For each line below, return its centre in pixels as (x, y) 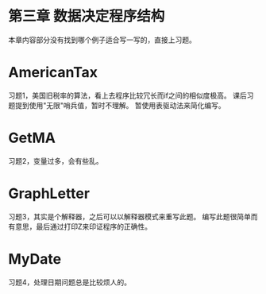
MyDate (35, 259)
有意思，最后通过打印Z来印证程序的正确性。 (80, 226)
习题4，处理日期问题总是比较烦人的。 (70, 282)
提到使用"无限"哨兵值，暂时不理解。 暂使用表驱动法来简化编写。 (120, 105)
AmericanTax (53, 73)
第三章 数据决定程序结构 (87, 16)
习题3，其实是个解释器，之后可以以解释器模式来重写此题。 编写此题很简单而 (133, 216)
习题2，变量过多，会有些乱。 (56, 161)
